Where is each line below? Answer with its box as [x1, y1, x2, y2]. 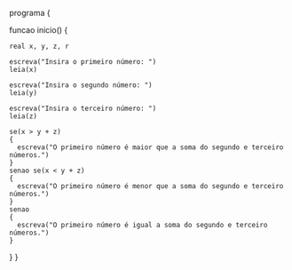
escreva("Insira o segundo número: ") [9, 81, 153, 90]
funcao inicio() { [9, 25, 68, 35]
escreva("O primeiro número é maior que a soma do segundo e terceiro [17, 143, 284, 152]
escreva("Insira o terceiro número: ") [9, 104, 157, 113]
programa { [9, 8, 51, 18]
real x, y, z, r [9, 42, 69, 51]
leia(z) [9, 112, 38, 121]
